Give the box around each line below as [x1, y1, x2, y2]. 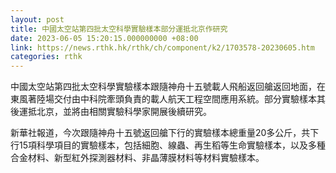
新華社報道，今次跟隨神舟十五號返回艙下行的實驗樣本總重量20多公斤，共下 [10, 127, 320, 139]
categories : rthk [10, 52, 83, 62]
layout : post [10, 14, 65, 25]
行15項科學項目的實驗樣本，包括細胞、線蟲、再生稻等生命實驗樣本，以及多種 [10, 139, 326, 151]
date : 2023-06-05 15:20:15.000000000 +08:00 [10, 33, 199, 43]
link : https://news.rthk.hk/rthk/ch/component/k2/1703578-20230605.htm [10, 42, 315, 53]
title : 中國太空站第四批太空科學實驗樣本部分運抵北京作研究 [10, 24, 228, 34]
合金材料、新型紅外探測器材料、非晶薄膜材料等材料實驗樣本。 [10, 152, 265, 164]
